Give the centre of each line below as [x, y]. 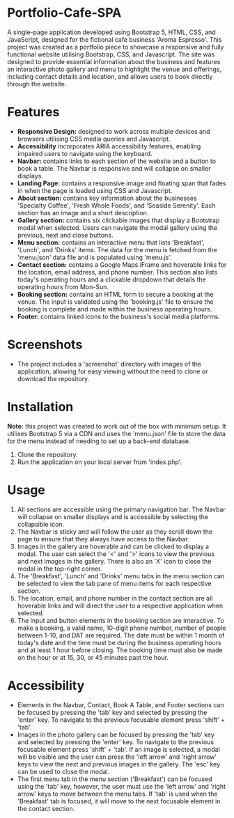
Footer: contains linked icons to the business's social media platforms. [119, 316]
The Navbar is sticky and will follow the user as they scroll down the [115, 532]
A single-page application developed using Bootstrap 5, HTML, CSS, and [111, 32]
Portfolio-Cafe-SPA [64, 13]
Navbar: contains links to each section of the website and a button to [117, 161]
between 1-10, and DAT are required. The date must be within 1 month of [121, 635]
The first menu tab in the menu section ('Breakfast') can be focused [115, 779]
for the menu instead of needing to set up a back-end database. [99, 441]
